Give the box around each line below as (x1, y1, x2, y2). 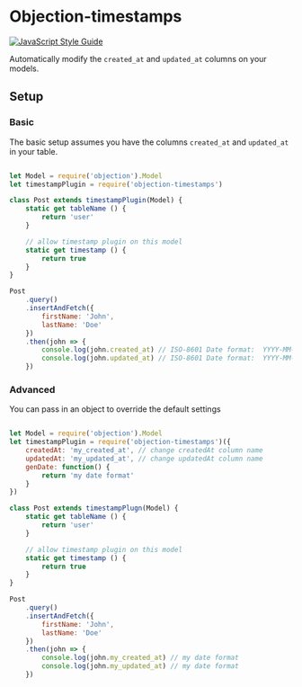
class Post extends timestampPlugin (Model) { (9, 196, 182, 205)
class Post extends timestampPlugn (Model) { (9, 504, 179, 513)
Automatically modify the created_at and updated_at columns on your (9, 53, 267, 64)
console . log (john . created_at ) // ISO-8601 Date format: (41, 345, 255, 354)
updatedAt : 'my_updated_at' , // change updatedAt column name (25, 454, 263, 463)
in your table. (9, 146, 58, 156)
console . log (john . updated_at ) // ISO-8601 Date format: (41, 353, 255, 363)
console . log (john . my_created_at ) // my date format (41, 654, 240, 663)
